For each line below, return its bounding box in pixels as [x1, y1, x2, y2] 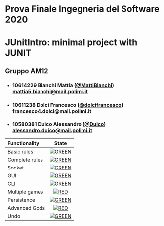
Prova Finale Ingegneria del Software [5, 3, 160, 15]
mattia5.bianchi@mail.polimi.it [12, 88, 88, 95]
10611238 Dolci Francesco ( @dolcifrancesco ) [12, 101, 123, 108]
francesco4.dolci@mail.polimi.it [12, 108, 92, 114]
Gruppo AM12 [5, 67, 48, 75]
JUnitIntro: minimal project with [5, 37, 138, 48]
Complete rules [7, 156, 43, 163]
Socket [7, 164, 24, 171]
